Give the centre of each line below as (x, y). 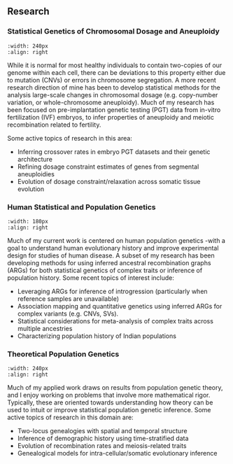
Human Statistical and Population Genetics (82, 207)
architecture (35, 159)
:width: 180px (28, 221)
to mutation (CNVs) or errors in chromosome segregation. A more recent (112, 80)
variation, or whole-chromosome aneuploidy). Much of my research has (111, 102)
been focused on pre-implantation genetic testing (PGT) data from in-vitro (114, 110)
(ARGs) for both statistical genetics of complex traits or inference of (105, 270)
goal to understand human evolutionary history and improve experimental (113, 248)
